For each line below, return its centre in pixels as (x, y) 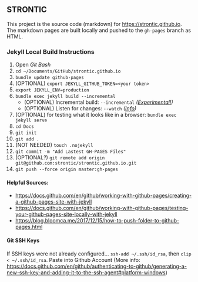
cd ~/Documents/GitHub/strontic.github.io (68, 71)
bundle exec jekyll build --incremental (65, 97)
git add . (27, 139)
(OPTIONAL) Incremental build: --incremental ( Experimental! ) (98, 102)
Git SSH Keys (23, 240)
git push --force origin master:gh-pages (66, 170)
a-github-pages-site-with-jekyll (53, 202)
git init (26, 133)
